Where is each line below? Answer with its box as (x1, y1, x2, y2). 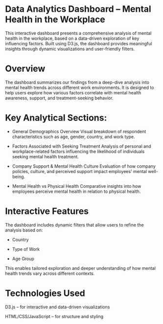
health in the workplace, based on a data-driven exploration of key (5, 35, 140, 41)
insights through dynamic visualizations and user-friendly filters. (5, 46, 135, 52)
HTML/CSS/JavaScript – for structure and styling (5, 313, 104, 319)
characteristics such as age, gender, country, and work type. (12, 134, 135, 140)
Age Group (12, 256, 34, 262)
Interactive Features (5, 206, 89, 217)
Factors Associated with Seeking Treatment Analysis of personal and (12, 143, 151, 149)
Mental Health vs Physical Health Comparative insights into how (12, 183, 141, 189)
